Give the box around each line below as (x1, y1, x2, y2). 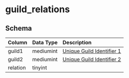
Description (62, 39, 92, 46)
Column (8, 39, 28, 46)
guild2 (8, 56, 23, 63)
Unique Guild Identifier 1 (62, 47, 121, 55)
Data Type (32, 39, 58, 46)
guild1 (8, 47, 23, 55)
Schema (5, 24, 32, 33)
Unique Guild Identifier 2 (62, 56, 121, 63)
